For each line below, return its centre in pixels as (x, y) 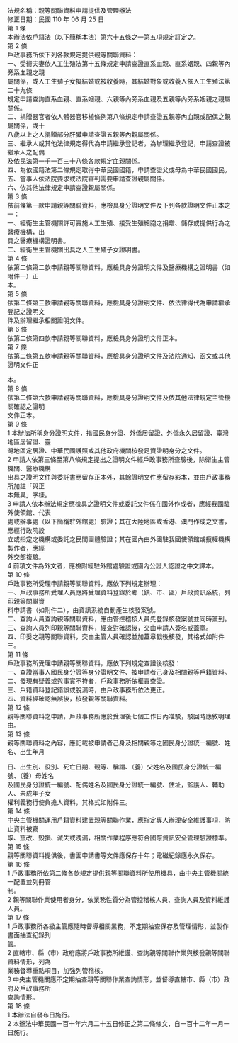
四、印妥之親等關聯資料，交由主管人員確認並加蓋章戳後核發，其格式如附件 (116, 637)
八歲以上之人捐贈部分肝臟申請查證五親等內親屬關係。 (85, 134)
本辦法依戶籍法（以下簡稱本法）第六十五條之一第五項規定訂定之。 (103, 37)
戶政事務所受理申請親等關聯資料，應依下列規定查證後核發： (94, 663)
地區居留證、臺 (29, 442)
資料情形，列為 (29, 962)
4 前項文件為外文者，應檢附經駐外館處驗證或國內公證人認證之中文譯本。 (113, 566)
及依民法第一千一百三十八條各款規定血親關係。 (75, 161)
